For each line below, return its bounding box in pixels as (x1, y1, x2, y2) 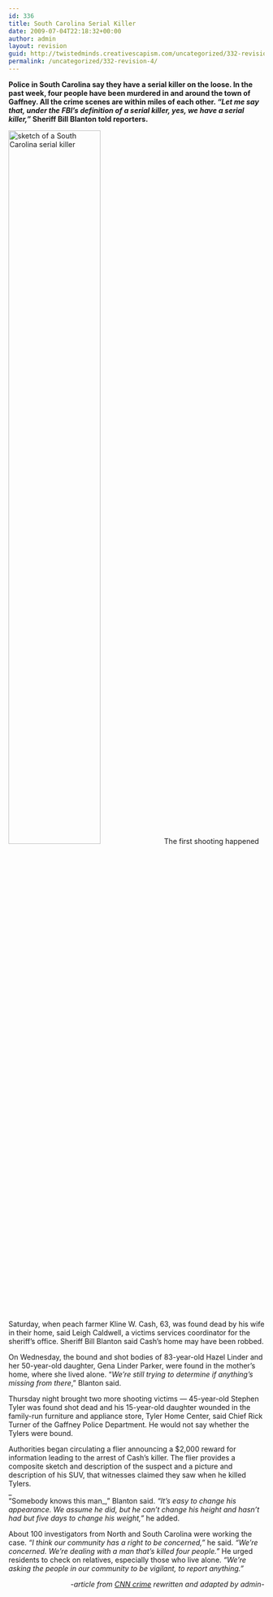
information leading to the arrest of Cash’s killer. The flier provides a (8, 1452, 236, 1462)
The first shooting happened (163, 836, 260, 846)
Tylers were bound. (8, 1428, 73, 1438)
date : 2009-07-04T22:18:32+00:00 (8, 27, 122, 35)
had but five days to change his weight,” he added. (8, 1513, 180, 1523)
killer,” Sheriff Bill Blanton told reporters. (8, 114, 149, 124)
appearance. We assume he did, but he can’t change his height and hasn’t (8, 1504, 260, 1514)
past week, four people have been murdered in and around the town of (8, 88, 251, 98)
